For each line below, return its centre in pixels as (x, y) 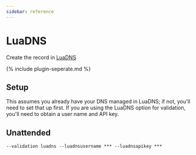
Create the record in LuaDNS (41, 57)
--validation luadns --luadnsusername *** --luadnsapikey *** (84, 146)
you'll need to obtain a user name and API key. (63, 114)
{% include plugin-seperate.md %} (49, 69)
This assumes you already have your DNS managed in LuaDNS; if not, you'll (98, 102)
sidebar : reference (30, 12)
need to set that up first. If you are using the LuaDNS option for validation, (96, 108)
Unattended (29, 133)
